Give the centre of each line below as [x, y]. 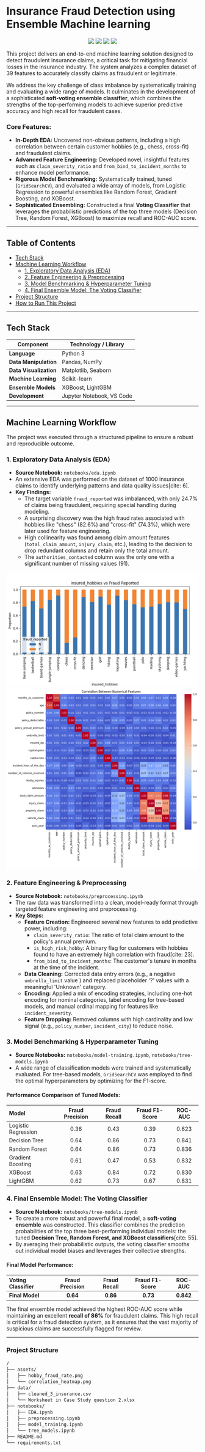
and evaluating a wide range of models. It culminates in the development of [101, 91]
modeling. [37, 512]
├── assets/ [21, 1370]
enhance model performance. [52, 173]
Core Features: [29, 126]
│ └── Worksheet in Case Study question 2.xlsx [71, 1400]
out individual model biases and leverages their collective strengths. [101, 1251]
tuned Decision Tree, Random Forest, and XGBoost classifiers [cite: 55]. [106, 1238]
